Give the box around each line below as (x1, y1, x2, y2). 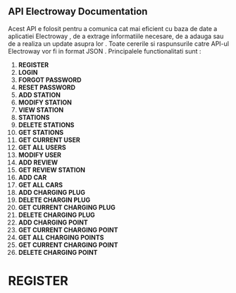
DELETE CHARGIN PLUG (18, 196, 91, 204)
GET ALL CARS (18, 180, 63, 189)
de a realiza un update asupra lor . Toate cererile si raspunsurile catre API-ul (8, 39, 230, 48)
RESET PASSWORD (18, 83, 76, 91)
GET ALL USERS (18, 143, 66, 151)
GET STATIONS (18, 128, 64, 136)
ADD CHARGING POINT (18, 218, 88, 227)
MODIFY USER (18, 150, 62, 159)
